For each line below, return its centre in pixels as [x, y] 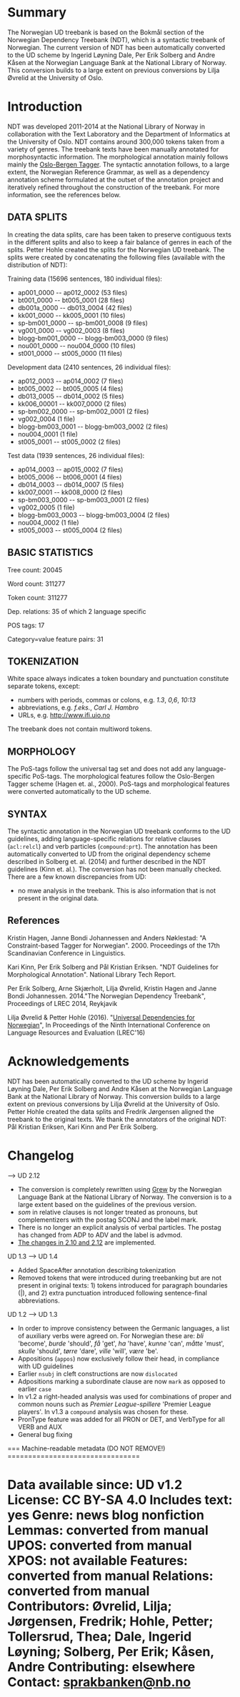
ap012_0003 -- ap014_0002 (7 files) [70, 381]
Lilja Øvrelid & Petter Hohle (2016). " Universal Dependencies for [101, 1017]
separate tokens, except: [44, 686]
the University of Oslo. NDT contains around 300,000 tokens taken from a [116, 141]
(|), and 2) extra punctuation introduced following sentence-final [112, 1293]
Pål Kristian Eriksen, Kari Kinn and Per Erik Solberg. [83, 1127]
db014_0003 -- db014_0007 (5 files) [71, 484]
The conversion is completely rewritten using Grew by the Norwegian [120, 1189]
